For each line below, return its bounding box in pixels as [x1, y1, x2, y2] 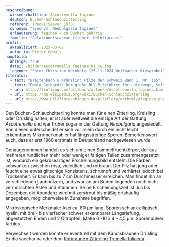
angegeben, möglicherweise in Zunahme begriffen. [5, 195, 112, 201]
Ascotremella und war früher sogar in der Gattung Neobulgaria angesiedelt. [5, 121, 162, 127]
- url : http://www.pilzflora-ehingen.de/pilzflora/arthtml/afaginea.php [10, 96, 165, 101]
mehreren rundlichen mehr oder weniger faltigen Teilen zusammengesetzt [5, 152, 159, 158]
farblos [5, 221, 20, 227]
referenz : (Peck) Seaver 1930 [10, 21, 73, 27]
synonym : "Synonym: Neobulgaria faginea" [10, 26, 98, 31]
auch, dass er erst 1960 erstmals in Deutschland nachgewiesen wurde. [5, 137, 152, 143]
